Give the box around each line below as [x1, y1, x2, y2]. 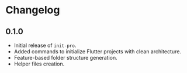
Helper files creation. [13, 60, 65, 67]
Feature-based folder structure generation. [13, 54, 117, 61]
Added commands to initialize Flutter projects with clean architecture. [13, 48, 182, 55]
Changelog [5, 3, 60, 17]
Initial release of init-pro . [13, 42, 77, 49]
